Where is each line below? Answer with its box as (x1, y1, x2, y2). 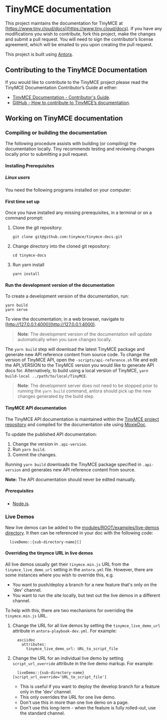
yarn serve (5, 307, 28, 313)
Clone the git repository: (12, 225, 62, 231)
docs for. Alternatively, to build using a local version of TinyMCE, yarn (5, 368, 148, 374)
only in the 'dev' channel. (19, 689, 72, 695)
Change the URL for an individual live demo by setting (12, 655, 123, 661)
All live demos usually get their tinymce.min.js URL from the (5, 561, 129, 567)
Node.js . (12, 500, 30, 506)
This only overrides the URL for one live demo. (19, 694, 116, 700)
